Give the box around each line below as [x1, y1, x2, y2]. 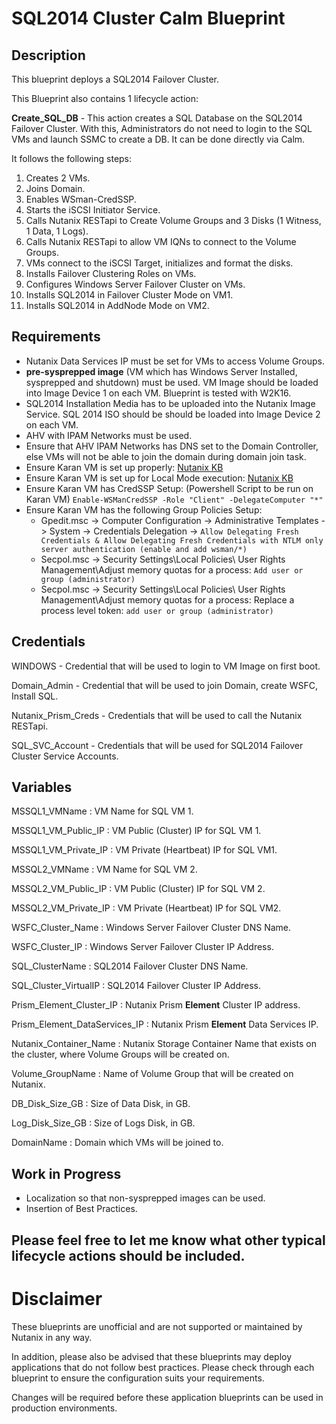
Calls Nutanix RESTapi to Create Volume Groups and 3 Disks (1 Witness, [25, 215, 322, 226]
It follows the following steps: [11, 153, 133, 164]
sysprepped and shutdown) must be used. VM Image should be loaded [25, 376, 319, 388]
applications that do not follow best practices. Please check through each [11, 1361, 315, 1373]
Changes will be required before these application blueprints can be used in [11, 1391, 324, 1403]
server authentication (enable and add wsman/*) [40, 544, 248, 554]
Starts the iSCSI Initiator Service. [25, 204, 161, 216]
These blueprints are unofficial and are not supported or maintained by [11, 1320, 303, 1332]
